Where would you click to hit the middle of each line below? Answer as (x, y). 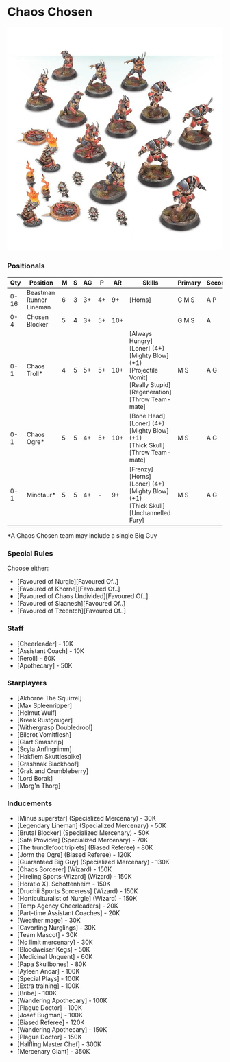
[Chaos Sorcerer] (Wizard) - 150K (64, 869)
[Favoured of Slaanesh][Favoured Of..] (71, 604)
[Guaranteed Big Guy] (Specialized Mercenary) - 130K (93, 862)
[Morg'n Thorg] (39, 786)
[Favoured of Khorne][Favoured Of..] (68, 589)
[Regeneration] (151, 392)
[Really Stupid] (150, 384)
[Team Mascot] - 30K (47, 935)
